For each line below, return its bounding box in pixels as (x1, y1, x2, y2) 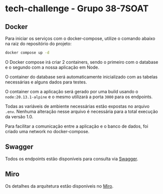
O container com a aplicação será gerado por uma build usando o (5, 88, 138, 94)
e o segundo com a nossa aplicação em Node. (5, 64, 99, 70)
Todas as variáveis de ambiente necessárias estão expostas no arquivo (5, 103, 150, 109)
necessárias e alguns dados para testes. (5, 79, 87, 85)
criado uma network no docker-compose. (5, 128, 90, 134)
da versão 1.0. (5, 113, 33, 119)
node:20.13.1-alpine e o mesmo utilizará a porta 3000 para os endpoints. (5, 94, 153, 100)
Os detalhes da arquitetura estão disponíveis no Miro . (5, 183, 114, 189)
